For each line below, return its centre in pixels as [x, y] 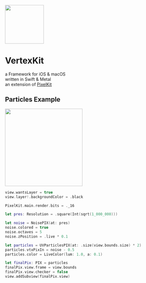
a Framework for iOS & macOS [35, 74]
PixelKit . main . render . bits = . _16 [40, 206]
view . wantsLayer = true [29, 192]
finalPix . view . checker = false [36, 272]
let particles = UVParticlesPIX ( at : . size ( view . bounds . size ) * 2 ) [73, 245]
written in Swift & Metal [28, 79]
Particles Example [33, 99]
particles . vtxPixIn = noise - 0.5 [40, 250]
